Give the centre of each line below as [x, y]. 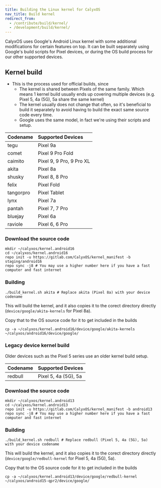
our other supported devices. [34, 57]
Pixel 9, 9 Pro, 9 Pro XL [64, 161]
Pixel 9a [47, 145]
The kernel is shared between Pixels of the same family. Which [82, 89]
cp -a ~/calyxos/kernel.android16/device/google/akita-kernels [70, 329]
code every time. [36, 115]
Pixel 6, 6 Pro [53, 224]
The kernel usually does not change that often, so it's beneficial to [85, 104]
